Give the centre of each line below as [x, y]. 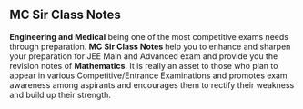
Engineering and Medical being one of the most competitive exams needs [149, 36]
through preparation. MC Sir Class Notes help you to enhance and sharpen [150, 46]
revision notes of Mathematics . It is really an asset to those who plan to [144, 65]
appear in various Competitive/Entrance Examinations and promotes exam [149, 75]
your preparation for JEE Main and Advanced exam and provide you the [144, 56]
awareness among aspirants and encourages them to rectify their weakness [152, 84]
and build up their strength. [61, 94]
